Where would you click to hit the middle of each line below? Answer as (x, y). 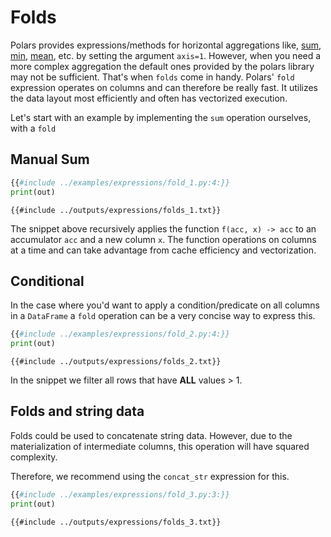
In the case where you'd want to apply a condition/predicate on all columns (165, 305)
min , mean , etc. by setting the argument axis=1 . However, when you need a (166, 55)
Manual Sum (50, 159)
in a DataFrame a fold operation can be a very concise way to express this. (163, 316)
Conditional (47, 281)
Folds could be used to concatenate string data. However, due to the (151, 435)
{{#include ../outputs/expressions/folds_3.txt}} (116, 522)
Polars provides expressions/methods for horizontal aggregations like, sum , (166, 45)
